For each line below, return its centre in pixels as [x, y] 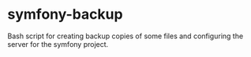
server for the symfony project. [58, 44]
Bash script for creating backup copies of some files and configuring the [126, 36]
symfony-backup [65, 14]
